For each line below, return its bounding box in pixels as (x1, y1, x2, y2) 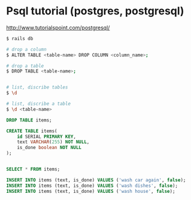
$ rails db (6, 35, 34, 41)
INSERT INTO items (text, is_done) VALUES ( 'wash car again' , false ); (6, 177, 186, 183)
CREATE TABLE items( (6, 128, 58, 134)
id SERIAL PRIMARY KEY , (17, 134, 77, 140)
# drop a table (6, 63, 44, 69)
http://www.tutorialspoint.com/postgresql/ (6, 24, 110, 31)
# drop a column (6, 46, 47, 52)
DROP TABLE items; (6, 117, 52, 123)
